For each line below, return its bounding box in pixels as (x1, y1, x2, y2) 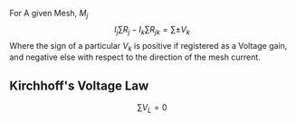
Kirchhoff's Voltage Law (9, 78, 149, 93)
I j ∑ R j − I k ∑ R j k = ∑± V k (114, 23, 190, 37)
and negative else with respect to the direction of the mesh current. (9, 52, 261, 62)
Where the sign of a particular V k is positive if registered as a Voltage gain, (9, 40, 288, 53)
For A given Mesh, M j (9, 8, 89, 21)
